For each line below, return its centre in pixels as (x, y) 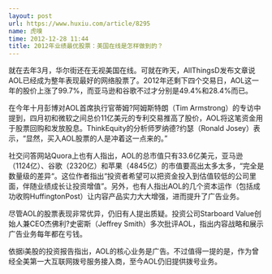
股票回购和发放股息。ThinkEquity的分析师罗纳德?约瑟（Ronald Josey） (134, 128)
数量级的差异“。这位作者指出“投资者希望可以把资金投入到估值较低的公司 (129, 176)
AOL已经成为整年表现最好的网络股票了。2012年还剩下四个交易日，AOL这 (130, 80)
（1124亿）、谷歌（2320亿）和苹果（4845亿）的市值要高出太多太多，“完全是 (136, 166)
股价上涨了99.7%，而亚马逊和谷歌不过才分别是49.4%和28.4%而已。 (138, 91)
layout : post (30, 16)
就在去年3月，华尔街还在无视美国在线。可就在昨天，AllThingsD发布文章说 (132, 71)
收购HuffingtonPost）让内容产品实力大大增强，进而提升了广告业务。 (130, 197)
